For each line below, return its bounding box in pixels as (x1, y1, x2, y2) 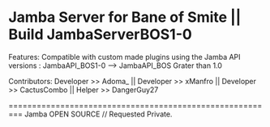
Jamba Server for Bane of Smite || (8, 8, 242, 27)
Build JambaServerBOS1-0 (8, 25, 192, 44)
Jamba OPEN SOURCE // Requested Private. (24, 109, 173, 119)
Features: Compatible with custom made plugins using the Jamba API (8, 52, 241, 61)
